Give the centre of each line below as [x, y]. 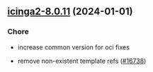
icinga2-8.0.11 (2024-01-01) [70, 12]
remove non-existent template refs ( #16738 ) [82, 61]
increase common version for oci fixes [73, 47]
